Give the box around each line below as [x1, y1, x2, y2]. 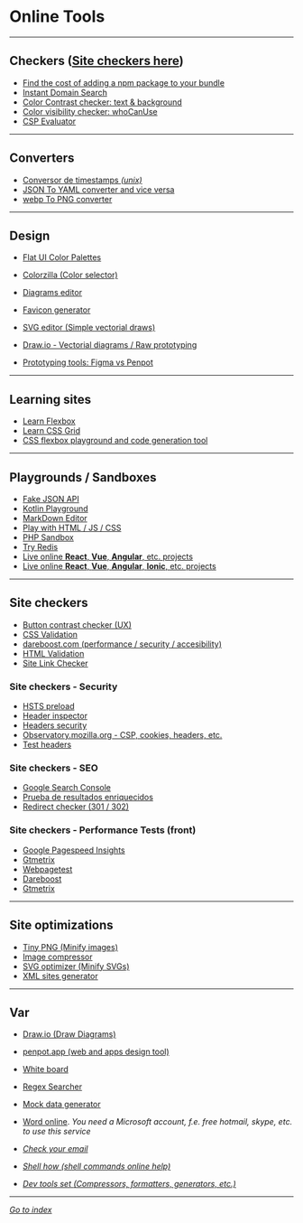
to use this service [22, 1126, 92, 1137]
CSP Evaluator [22, 116, 77, 126]
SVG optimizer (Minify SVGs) [22, 960, 130, 972]
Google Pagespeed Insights [22, 845, 125, 855]
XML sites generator [22, 970, 98, 981]
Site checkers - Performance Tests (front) [9, 824, 197, 836]
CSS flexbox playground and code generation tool [22, 435, 208, 446]
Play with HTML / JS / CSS [22, 522, 122, 533]
